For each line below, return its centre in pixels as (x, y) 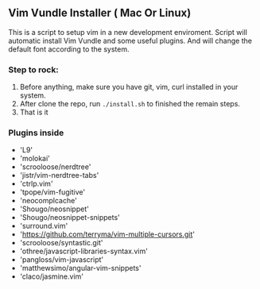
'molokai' (35, 159)
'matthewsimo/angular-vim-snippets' (80, 268)
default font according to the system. (69, 49)
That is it (34, 112)
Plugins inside (36, 133)
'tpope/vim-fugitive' (52, 192)
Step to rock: (34, 69)
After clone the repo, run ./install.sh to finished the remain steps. (130, 104)
